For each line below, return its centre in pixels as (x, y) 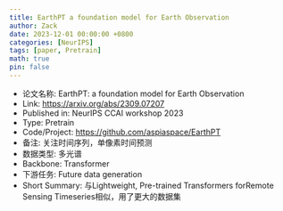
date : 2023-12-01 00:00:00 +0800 (71, 34)
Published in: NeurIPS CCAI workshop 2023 (103, 113)
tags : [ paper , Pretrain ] (55, 51)
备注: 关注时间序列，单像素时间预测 (87, 142)
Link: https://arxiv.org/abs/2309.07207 (93, 103)
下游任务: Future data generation (82, 174)
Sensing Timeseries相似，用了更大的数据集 (101, 196)
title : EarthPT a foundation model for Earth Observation (119, 17)
